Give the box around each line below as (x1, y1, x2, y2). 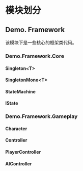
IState (5, 100, 18, 106)
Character (5, 126, 27, 132)
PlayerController (5, 149, 41, 155)
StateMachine (5, 88, 36, 94)
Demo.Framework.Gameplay (5, 113, 78, 120)
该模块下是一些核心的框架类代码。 (5, 39, 77, 45)
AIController (5, 160, 32, 166)
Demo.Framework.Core (5, 52, 65, 59)
